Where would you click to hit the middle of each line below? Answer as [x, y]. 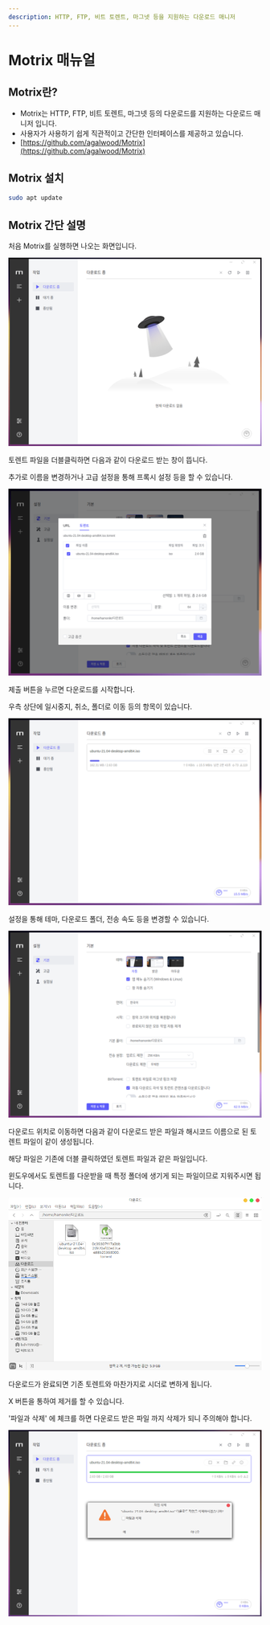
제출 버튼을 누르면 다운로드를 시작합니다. [72, 690]
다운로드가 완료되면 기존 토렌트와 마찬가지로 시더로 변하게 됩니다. [110, 1384]
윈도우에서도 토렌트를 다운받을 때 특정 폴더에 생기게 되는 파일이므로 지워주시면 [131, 1176]
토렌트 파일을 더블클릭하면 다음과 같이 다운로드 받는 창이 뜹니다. [108, 460]
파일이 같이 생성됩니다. [59, 1142]
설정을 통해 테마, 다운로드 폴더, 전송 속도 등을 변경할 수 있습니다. [109, 919]
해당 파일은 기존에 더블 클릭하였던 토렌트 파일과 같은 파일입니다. [108, 1159]
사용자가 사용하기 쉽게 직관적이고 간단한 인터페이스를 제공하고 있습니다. [131, 133]
